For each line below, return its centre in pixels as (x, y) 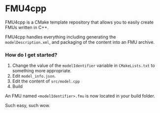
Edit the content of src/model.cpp (46, 81)
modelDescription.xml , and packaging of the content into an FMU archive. (80, 42)
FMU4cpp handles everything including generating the (61, 37)
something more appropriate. (42, 71)
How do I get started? (31, 55)
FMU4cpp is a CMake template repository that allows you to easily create (80, 22)
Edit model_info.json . (34, 76)
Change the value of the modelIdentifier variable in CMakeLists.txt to (83, 66)
